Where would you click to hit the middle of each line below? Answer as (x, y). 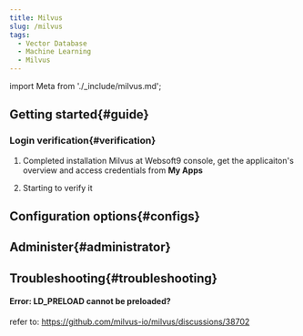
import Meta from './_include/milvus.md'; (86, 86)
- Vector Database (53, 43)
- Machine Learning (55, 52)
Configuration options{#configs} (105, 216)
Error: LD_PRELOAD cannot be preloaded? (90, 301)
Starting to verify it (57, 188)
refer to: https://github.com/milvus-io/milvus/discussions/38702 (130, 322)
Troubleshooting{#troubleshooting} (114, 278)
